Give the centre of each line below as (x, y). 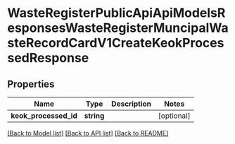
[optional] (174, 116)
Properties (31, 84)
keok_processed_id (44, 116)
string (94, 116)
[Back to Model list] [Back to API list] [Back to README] (88, 133)
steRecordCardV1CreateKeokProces (116, 43)
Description (132, 104)
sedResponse (48, 58)
